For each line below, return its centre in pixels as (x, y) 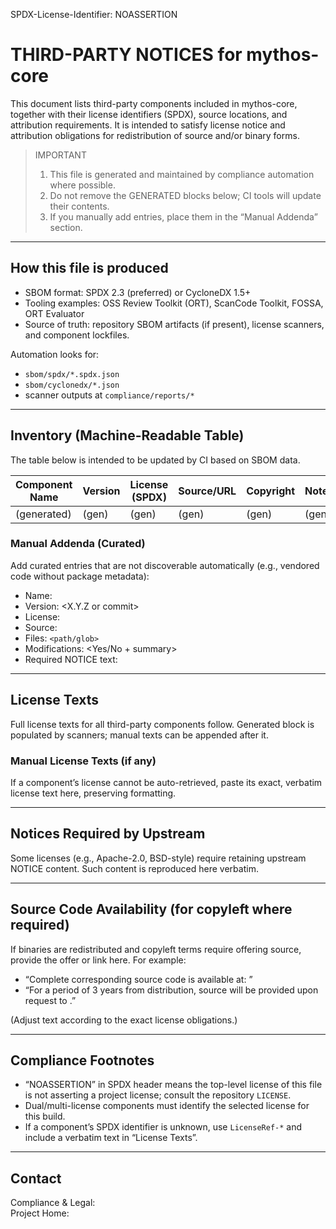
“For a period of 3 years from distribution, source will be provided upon (171, 990)
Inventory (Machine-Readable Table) (127, 435)
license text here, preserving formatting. (93, 793)
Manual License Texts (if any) (83, 761)
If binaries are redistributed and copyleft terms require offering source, (156, 949)
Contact (36, 1178)
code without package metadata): (80, 576)
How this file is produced (89, 268)
